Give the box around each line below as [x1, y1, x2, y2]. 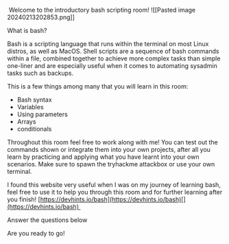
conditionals [16, 125, 52, 133]
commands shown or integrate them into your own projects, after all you [7, 146, 211, 153]
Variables [16, 103, 44, 111]
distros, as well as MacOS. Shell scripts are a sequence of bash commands [7, 47, 219, 55]
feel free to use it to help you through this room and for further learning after [7, 188, 223, 196]
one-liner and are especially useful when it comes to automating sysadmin [7, 62, 217, 69]
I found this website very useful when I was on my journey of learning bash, [7, 181, 221, 188]
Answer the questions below [7, 216, 88, 224]
